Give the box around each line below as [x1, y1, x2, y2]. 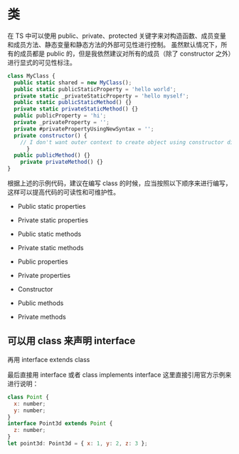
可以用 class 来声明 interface [7, 335, 136, 347]
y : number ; [14, 407, 46, 414]
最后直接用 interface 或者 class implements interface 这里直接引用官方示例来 [7, 370, 232, 378]
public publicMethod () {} [14, 152, 91, 159]
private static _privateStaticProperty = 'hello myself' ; [14, 92, 190, 100]
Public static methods [17, 229, 82, 239]
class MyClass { [7, 72, 55, 79]
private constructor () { [14, 132, 87, 139]
